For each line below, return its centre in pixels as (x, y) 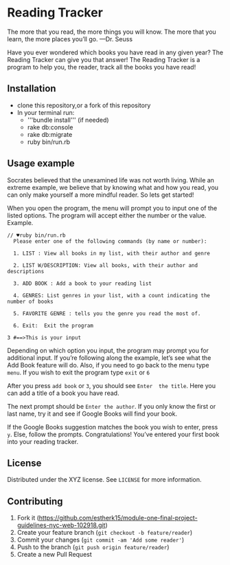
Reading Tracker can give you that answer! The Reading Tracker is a (104, 59)
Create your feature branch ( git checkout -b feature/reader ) (105, 533)
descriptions (26, 271)
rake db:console (50, 127)
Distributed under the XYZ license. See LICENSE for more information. (104, 480)
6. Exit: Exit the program (54, 326)
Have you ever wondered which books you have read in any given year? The (115, 52)
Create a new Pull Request (55, 555)
